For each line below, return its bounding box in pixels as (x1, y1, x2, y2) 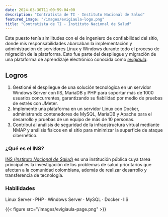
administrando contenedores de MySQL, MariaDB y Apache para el (12, 111, 152, 117)
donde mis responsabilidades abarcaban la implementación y (5, 41, 132, 47)
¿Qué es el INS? (5, 145, 44, 152)
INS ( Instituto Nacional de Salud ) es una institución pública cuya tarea (5, 156, 151, 162)
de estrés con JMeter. (12, 100, 58, 106)
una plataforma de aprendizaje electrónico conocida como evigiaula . (5, 56, 148, 63)
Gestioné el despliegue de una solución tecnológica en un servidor (12, 84, 151, 90)
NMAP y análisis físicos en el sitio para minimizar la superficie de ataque (12, 127, 163, 133)
